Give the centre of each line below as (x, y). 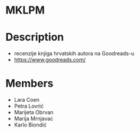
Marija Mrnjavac (34, 119)
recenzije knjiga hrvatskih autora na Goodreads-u (74, 54)
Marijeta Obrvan (34, 112)
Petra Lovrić (29, 106)
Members (29, 84)
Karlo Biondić (30, 125)
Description (35, 37)
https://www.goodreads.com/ (50, 60)
